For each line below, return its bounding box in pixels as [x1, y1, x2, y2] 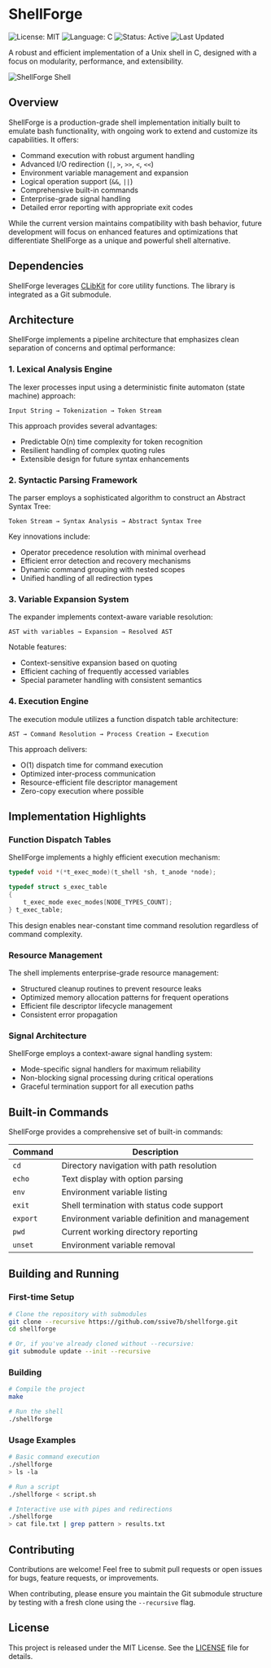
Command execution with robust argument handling [20, 150, 195, 160]
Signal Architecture [8, 1030, 87, 1041]
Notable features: [8, 642, 67, 652]
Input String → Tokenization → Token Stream [8, 407, 162, 415]
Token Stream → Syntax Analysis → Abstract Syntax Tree [8, 517, 202, 526]
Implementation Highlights [8, 809, 146, 823]
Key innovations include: [8, 531, 91, 541]
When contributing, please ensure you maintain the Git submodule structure [8, 1589, 263, 1598]
